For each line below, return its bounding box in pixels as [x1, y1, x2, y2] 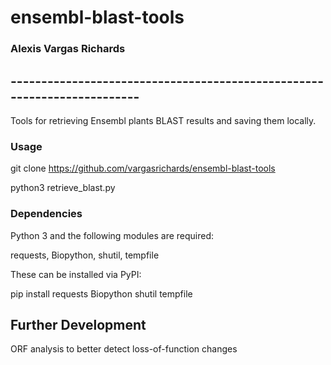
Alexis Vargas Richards [10, 42, 126, 56]
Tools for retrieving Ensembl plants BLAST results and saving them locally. [10, 114, 317, 126]
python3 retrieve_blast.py [10, 182, 116, 194]
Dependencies [10, 207, 83, 221]
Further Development [10, 316, 147, 333]
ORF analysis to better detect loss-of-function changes [10, 343, 238, 355]
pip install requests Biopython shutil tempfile [10, 287, 193, 300]
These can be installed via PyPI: [10, 268, 142, 280]
